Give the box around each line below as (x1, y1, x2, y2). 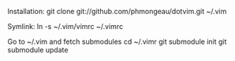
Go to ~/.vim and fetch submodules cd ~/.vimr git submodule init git (7, 37, 227, 46)
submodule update (7, 45, 69, 54)
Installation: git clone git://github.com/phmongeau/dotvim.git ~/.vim (7, 7, 227, 16)
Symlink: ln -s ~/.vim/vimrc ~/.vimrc (7, 22, 124, 30)
